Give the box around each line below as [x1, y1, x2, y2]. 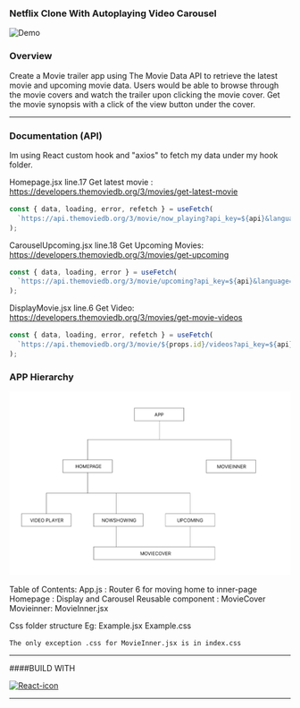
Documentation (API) [9, 129, 103, 141]
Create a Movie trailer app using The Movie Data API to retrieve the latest [9, 70, 279, 81]
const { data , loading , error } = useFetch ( [9, 268, 178, 277]
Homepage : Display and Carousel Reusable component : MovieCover [9, 593, 266, 604]
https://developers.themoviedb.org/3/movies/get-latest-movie [9, 186, 238, 197]
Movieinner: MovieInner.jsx [9, 603, 109, 614]
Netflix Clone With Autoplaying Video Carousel [9, 7, 217, 20]
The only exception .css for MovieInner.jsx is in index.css [9, 639, 242, 648]
